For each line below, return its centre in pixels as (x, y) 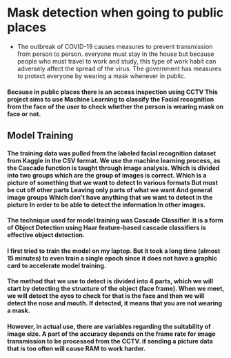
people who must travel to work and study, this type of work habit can (117, 61)
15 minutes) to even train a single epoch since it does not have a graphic (112, 258)
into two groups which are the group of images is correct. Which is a (107, 175)
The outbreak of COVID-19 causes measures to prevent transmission (115, 46)
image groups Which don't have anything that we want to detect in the (110, 197)
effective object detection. (46, 235)
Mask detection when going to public (115, 13)
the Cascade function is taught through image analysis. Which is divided (113, 168)
